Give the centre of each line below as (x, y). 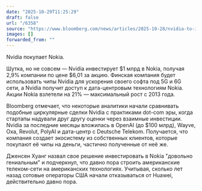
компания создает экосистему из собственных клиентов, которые (92, 138)
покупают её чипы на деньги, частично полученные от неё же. (87, 144)
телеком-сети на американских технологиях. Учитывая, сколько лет (95, 169)
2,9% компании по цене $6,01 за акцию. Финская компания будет (91, 75)
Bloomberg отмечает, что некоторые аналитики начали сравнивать (93, 106)
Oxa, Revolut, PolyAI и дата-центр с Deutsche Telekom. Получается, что (97, 131)
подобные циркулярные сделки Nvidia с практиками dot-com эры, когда (100, 112)
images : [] (20, 34)
